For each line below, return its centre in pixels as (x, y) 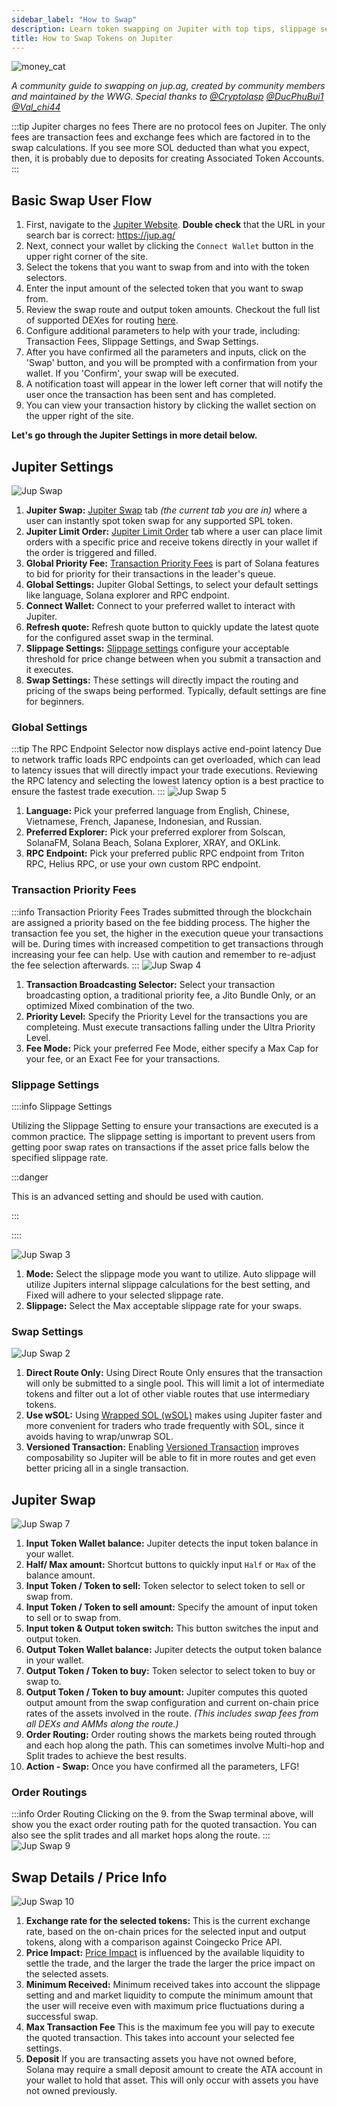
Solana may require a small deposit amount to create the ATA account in (174, 2070)
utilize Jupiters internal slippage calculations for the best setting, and (168, 1284)
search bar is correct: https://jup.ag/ (100, 235)
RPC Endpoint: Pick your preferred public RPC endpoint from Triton (165, 853)
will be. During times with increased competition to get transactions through (167, 943)
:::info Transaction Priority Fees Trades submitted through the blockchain (162, 912)
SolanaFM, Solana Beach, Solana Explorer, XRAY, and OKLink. (153, 843)
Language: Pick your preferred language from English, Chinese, (157, 811)
